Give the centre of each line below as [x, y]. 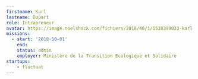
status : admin [34, 50]
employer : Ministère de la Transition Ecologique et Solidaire [97, 56]
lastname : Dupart [28, 17]
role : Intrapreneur [30, 23]
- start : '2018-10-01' [40, 39]
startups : [18, 61]
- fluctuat [30, 67]
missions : [18, 34]
